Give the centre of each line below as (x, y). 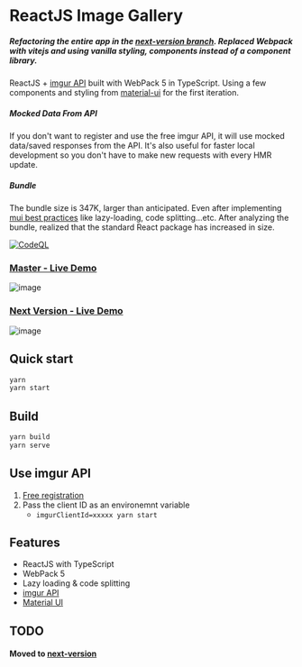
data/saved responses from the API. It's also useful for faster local (132, 146)
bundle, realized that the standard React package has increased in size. (142, 227)
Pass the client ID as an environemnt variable (106, 505)
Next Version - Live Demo (66, 311)
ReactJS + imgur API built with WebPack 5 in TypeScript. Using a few (138, 83)
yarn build (30, 437)
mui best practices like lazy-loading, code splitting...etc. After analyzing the (149, 218)
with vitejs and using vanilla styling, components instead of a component (150, 50)
